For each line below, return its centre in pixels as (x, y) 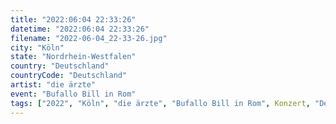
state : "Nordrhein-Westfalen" (73, 57)
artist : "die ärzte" (53, 85)
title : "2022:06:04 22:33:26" (73, 19)
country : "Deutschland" (60, 66)
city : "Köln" (37, 47)
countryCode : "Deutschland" (69, 76)
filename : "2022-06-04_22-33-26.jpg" (89, 38)
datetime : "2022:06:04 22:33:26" (80, 29)
